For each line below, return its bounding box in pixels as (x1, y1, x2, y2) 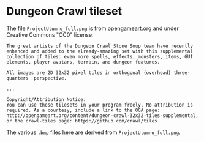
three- (173, 69, 191, 76)
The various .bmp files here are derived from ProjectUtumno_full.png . (6, 129, 181, 136)
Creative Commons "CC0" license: (6, 31, 94, 38)
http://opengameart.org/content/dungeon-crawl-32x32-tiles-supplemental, (6, 112, 199, 119)
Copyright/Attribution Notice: (6, 96, 86, 102)
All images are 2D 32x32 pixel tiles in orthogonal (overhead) (6, 69, 172, 76)
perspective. (33, 75, 67, 81)
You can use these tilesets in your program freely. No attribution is (6, 102, 193, 108)
